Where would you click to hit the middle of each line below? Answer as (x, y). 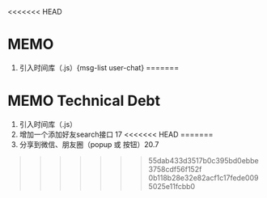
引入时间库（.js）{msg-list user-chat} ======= (99, 67)
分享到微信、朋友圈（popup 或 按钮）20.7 (89, 144)
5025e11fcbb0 (172, 186)
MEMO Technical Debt (84, 101)
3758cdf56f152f (175, 169)
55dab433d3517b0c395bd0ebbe (204, 160)
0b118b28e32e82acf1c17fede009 (203, 178)
